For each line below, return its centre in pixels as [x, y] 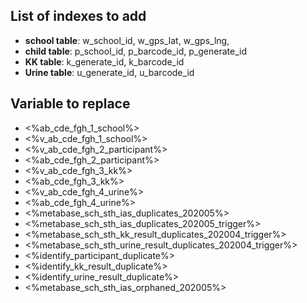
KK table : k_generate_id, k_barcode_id [104, 61]
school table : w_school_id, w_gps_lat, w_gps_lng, [127, 40]
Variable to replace [70, 104]
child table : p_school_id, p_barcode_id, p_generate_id [135, 51]
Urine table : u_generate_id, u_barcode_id [109, 72]
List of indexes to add [78, 16]
